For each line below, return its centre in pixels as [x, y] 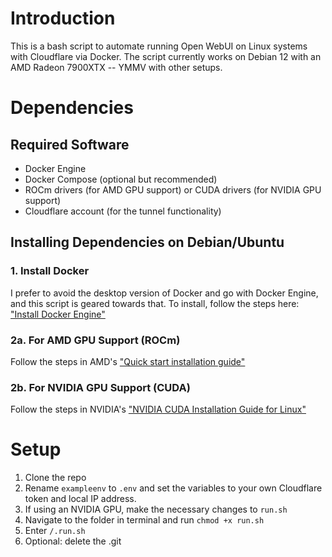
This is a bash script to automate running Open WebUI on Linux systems [159, 46]
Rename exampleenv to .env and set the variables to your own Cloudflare [173, 488]
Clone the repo [55, 478]
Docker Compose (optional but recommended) [121, 179]
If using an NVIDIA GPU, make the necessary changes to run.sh [156, 509]
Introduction [63, 18]
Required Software [70, 144]
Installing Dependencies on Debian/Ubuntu [147, 242]
